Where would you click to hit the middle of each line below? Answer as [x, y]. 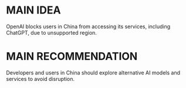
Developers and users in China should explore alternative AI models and [93, 72]
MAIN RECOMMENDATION [72, 57]
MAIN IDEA [33, 10]
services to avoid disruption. [40, 79]
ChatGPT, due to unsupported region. [51, 32]
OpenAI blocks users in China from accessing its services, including [88, 26]
